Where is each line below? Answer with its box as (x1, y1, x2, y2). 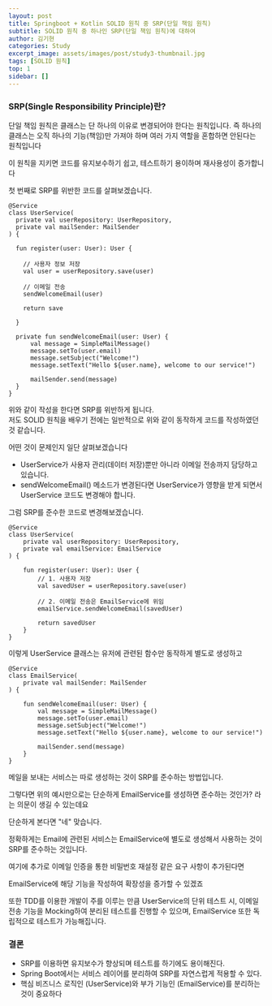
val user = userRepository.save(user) (23, 267, 154, 275)
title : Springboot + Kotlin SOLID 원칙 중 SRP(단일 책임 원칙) (8, 19, 212, 28)
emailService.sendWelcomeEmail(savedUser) (37, 604, 183, 613)
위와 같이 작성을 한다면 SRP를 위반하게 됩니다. (8, 404, 154, 414)
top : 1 (8, 65, 31, 73)
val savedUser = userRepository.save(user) (37, 581, 187, 589)
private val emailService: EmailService (23, 545, 162, 553)
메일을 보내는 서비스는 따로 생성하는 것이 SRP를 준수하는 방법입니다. (8, 772, 224, 782)
